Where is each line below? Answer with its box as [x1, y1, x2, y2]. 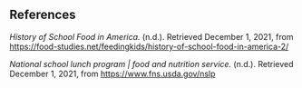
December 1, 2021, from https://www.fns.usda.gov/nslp [9, 68, 216, 79]
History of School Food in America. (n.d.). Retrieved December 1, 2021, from [9, 31, 294, 42]
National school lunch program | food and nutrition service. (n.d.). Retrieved [9, 58, 294, 69]
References [9, 7, 76, 23]
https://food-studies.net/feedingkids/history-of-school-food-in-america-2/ [9, 41, 289, 52]
